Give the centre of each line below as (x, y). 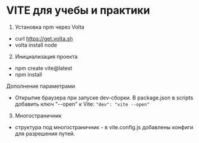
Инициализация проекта (46, 56)
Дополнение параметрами (41, 86)
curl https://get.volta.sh (44, 38)
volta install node (36, 45)
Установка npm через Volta (50, 27)
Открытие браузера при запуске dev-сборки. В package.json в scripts (104, 98)
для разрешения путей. (45, 133)
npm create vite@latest (43, 68)
